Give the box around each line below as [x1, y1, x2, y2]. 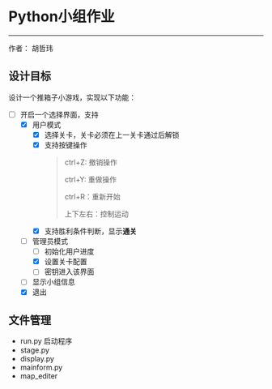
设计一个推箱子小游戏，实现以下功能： [8, 92, 136, 102]
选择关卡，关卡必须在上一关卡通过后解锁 [44, 130, 180, 139]
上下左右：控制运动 [64, 209, 130, 219]
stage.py [19, 345, 50, 355]
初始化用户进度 [44, 246, 95, 256]
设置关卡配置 [44, 257, 87, 267]
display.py [19, 354, 55, 364]
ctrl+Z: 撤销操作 [64, 157, 117, 167]
